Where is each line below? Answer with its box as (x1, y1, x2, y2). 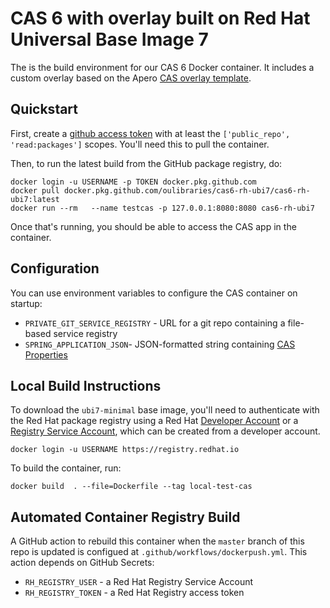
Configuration (10, 260, 100, 277)
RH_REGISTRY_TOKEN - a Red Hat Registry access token (24, 587, 245, 599)
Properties (24, 348, 68, 361)
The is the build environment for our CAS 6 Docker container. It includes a (10, 61, 315, 73)
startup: (10, 297, 43, 309)
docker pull (10, 185, 60, 196)
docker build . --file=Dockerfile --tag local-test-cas (10, 482, 253, 492)
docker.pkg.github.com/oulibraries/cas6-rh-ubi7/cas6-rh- (63, 185, 311, 196)
